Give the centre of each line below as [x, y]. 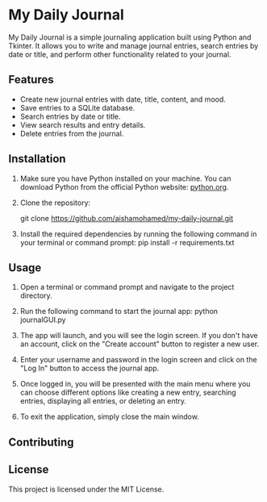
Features [31, 79]
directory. [36, 295]
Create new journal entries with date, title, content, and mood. [123, 99]
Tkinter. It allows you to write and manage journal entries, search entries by [133, 45]
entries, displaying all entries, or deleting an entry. [103, 401]
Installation [37, 159]
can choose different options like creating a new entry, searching [128, 392]
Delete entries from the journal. [72, 133]
